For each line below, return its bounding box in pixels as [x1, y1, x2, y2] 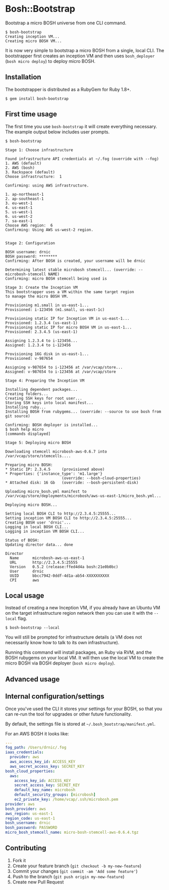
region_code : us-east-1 [5, 815, 55, 821]
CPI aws [10, 577, 39, 583]
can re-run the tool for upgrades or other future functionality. [5, 711, 132, 717]
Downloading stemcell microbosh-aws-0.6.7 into [5, 449, 107, 454]
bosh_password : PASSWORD [5, 825, 58, 830]
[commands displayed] [5, 431, 51, 436]
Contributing [5, 844, 46, 852]
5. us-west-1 [5, 209, 33, 214]
